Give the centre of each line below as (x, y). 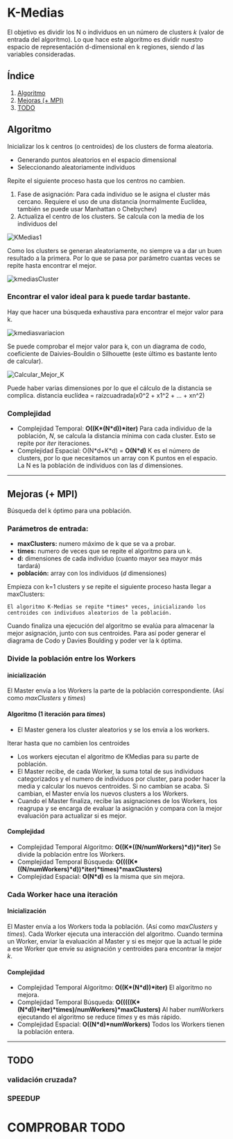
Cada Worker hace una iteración (62, 894)
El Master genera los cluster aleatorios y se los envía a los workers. (113, 729)
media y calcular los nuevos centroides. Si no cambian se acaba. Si (113, 786)
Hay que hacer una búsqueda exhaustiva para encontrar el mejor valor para (115, 312)
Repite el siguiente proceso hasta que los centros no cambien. (96, 180)
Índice (21, 76)
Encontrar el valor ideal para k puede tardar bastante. (99, 297)
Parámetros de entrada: (48, 528)
